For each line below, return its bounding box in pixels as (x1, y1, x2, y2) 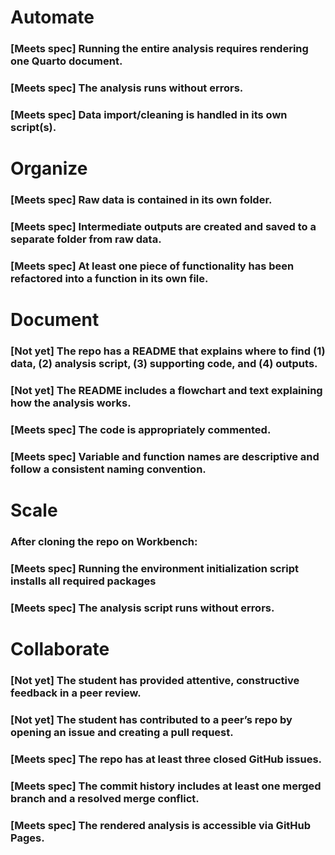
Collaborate (10, 637, 110, 660)
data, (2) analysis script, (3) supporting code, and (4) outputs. (10, 357, 318, 371)
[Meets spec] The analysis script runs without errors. (10, 601, 275, 615)
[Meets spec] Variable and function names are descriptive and (10, 449, 320, 463)
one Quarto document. (10, 54, 123, 68)
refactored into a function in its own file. (10, 271, 209, 285)
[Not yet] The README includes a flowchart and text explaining (10, 383, 323, 397)
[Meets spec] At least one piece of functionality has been (10, 259, 295, 273)
